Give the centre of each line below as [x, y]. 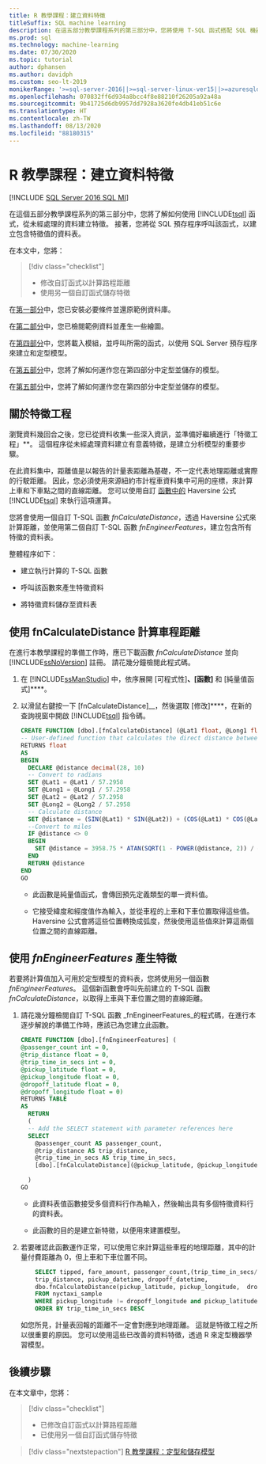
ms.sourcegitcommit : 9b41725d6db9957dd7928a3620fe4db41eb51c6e [115, 104]
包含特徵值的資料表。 [50, 234]
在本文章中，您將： [40, 1392]
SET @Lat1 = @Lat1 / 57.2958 [76, 782]
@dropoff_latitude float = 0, [70, 1084]
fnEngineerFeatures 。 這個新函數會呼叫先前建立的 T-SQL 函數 [110, 989]
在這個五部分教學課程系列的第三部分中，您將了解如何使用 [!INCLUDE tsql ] [128, 214]
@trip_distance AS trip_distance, [92, 1150]
